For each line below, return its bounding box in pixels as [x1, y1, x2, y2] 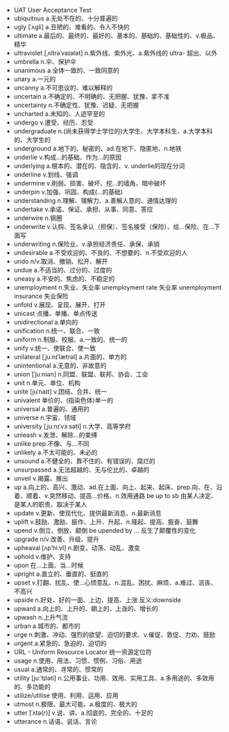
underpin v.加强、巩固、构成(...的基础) [13, 188, 124, 196]
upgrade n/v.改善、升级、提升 [13, 535, 99, 543]
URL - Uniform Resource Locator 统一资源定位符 [13, 648, 152, 656]
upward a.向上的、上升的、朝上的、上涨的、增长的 [13, 604, 158, 613]
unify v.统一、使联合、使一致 [13, 344, 96, 352]
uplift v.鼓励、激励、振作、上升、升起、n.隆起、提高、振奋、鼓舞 [13, 517, 199, 526]
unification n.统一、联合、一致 [13, 326, 101, 335]
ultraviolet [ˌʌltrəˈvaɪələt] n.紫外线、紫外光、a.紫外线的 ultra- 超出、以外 [13, 49, 218, 57]
